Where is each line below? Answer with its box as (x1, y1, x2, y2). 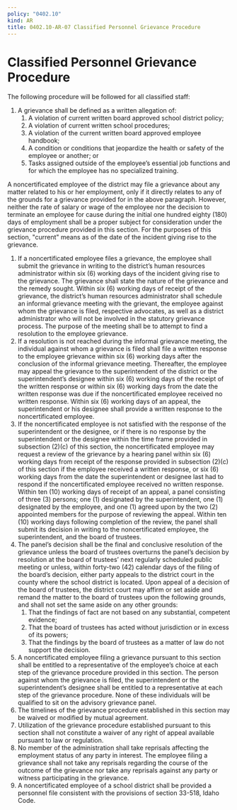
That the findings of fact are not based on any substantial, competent (28, 608, 231, 617)
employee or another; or (28, 152, 99, 160)
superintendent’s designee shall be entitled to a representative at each (17, 683, 223, 692)
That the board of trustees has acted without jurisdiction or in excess (28, 623, 229, 631)
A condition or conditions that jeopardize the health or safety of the (28, 144, 224, 152)
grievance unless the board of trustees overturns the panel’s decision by (17, 548, 229, 556)
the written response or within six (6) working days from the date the (17, 382, 218, 390)
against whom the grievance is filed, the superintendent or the (17, 676, 200, 685)
